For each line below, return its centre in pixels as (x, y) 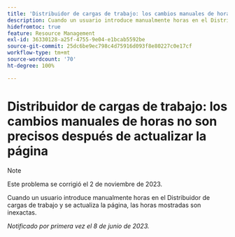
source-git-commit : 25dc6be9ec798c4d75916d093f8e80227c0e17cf (100, 46)
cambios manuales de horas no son (112, 121)
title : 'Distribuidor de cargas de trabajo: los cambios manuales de (111, 14)
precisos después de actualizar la (107, 136)
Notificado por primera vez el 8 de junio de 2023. (78, 226)
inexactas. (22, 212)
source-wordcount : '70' (42, 59)
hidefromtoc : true (34, 27)
